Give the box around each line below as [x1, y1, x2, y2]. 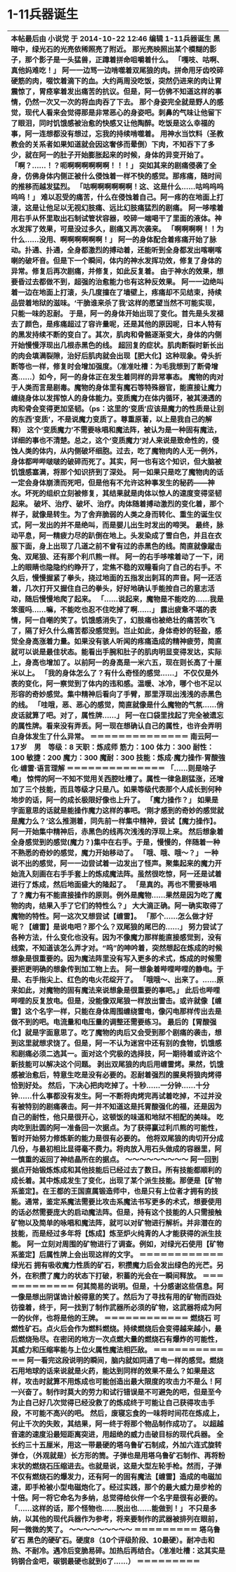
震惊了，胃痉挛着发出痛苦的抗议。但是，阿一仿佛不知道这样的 [11, 86, 216, 96]
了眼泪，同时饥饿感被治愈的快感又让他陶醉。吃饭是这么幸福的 [11, 118, 216, 128]
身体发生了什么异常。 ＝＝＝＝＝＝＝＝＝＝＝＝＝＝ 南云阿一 [18, 731, 219, 741]
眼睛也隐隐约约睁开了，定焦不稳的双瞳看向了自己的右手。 [25, 562, 216, 572]
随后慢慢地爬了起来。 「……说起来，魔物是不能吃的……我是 [25, 594, 224, 603]
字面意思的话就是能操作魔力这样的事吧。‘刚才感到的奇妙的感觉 [11, 805, 217, 815]
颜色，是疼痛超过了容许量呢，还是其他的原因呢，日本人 [25, 319, 209, 328]
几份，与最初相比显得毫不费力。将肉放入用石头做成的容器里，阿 [11, 1143, 223, 1153]
